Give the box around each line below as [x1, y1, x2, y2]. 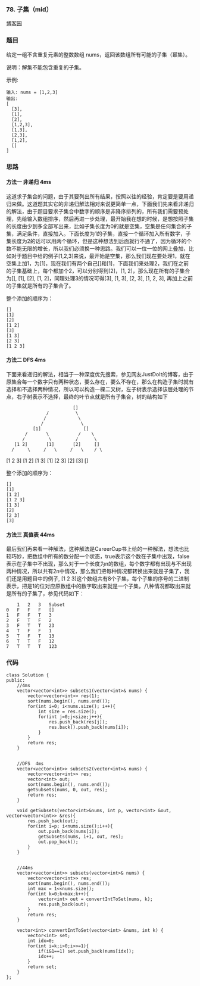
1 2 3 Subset [17, 602, 65, 608]
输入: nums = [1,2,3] [6, 89, 58, 95]
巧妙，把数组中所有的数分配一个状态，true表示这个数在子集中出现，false [11, 553, 190, 560]
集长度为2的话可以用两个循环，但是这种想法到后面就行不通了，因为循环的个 [6, 237, 192, 245]
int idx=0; [27, 938, 55, 944]
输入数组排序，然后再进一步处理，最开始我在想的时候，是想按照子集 [26, 215, 194, 222]
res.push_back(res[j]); [48, 719, 108, 725]
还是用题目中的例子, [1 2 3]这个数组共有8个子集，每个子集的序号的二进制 [11, 575, 189, 582]
